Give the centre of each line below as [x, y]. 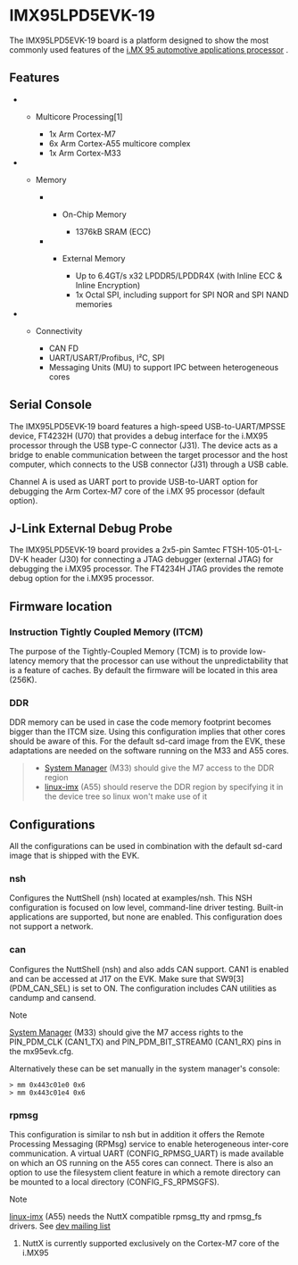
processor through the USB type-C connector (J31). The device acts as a [144, 445]
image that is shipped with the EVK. [74, 856]
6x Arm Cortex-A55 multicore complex [120, 143]
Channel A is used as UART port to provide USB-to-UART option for [134, 481]
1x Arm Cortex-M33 [85, 153]
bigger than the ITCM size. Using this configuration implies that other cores [147, 732]
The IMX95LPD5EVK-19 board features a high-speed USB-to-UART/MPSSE [148, 426]
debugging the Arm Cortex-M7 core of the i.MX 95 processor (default [137, 491]
